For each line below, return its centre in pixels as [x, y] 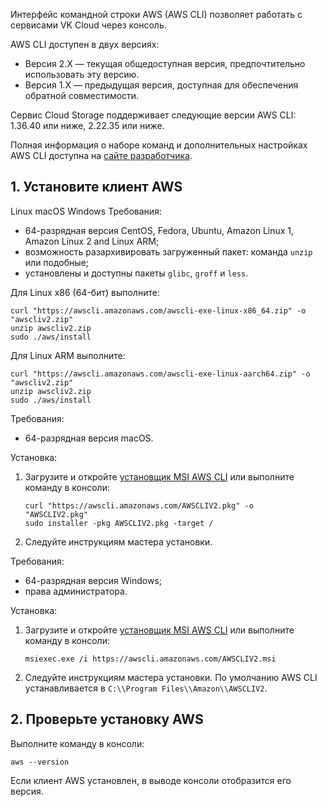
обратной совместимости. [82, 95]
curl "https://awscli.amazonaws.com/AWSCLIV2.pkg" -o [139, 505]
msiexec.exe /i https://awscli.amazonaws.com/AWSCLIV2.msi [150, 659]
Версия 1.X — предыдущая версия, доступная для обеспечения [161, 85]
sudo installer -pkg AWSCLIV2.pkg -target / [119, 523]
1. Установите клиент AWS [96, 187]
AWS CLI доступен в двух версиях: [85, 44]
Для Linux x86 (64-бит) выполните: [85, 292]
